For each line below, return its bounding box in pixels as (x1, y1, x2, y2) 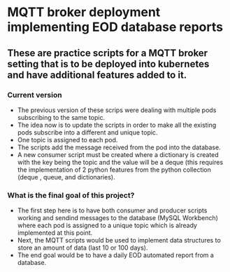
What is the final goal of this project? (7, 190, 135, 200)
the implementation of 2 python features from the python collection (17, 165, 212, 174)
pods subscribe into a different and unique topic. (17, 128, 158, 137)
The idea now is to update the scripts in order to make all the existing (17, 121, 217, 129)
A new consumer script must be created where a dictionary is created (17, 150, 219, 158)
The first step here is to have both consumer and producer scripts (17, 206, 208, 215)
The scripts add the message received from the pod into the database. (17, 143, 222, 151)
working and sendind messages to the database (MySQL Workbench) (17, 214, 219, 222)
